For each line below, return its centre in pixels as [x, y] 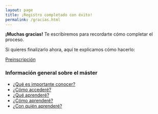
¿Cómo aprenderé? [33, 100]
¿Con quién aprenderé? [37, 106]
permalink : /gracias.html [33, 20]
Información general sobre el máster [51, 73]
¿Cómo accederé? [32, 89]
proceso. [15, 40]
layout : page [19, 10]
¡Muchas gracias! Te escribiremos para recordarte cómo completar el [79, 34]
